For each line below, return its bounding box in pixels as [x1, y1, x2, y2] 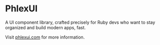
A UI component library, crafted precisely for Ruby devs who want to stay [5, 19, 156, 25]
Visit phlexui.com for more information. [5, 34, 85, 40]
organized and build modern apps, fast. [5, 24, 86, 30]
